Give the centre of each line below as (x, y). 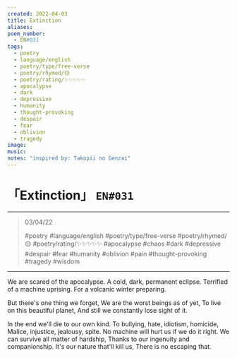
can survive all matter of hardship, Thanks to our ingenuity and (99, 339)
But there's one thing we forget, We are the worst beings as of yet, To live (114, 303)
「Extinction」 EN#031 (71, 196)
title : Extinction (34, 20)
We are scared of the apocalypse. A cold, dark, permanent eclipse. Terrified (117, 281)
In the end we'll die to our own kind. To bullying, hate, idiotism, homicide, (113, 324)
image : (17, 145)
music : (17, 152)
